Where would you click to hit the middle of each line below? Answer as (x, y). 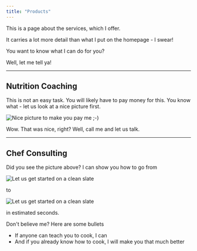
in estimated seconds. (33, 213)
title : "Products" (28, 11)
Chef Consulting (37, 153)
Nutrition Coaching (42, 87)
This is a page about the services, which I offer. (63, 28)
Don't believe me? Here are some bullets (55, 224)
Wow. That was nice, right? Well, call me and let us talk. (73, 129)
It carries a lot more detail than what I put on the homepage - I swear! (90, 39)
